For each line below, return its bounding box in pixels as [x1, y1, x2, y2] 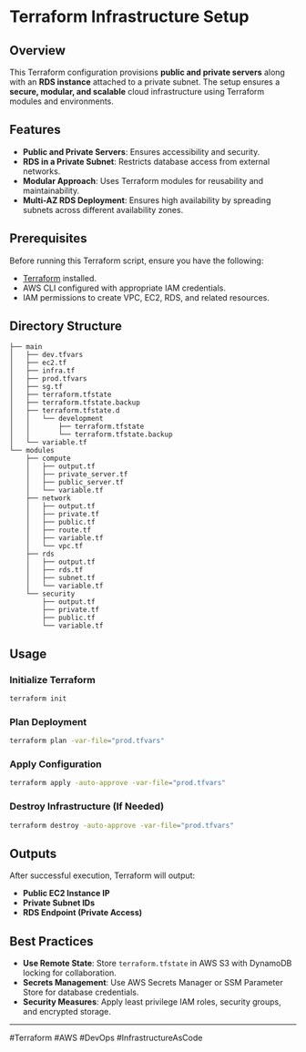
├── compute [25, 454, 71, 464]
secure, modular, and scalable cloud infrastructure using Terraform [9, 87, 265, 97]
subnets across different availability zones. [22, 204, 184, 215]
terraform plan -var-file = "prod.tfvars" [9, 736, 166, 746]
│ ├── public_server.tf [25, 478, 125, 487]
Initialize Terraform [9, 673, 96, 686]
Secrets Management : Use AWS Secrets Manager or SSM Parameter [22, 977, 284, 988]
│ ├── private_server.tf [25, 470, 128, 479]
